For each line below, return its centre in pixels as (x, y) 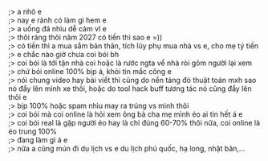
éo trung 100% (33, 131)
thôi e (18, 97)
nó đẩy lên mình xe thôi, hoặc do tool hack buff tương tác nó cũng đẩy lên (130, 89)
